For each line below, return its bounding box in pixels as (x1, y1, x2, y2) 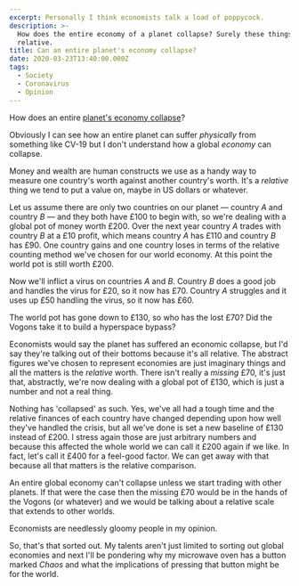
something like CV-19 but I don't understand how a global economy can (9, 139, 271, 150)
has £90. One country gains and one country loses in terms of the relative (9, 240, 280, 250)
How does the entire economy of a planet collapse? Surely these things (17, 29, 293, 38)
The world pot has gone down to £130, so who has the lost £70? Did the (9, 312, 273, 322)
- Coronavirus (17, 79, 69, 88)
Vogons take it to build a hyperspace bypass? (9, 321, 176, 332)
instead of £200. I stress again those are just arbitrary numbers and (9, 431, 257, 442)
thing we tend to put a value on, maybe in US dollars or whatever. (9, 184, 249, 195)
